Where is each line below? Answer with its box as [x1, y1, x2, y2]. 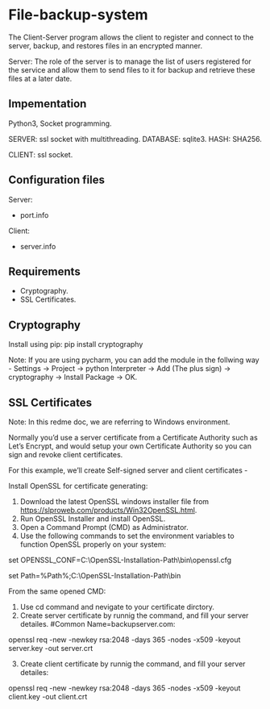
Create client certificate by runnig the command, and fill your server [19, 659, 246, 669]
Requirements [8, 265, 81, 278]
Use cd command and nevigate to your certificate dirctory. [19, 603, 215, 611]
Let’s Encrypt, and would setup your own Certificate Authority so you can [8, 441, 252, 451]
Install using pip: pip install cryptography [8, 340, 143, 349]
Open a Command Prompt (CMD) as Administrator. [19, 523, 189, 532]
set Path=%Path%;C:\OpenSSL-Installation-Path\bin [8, 571, 181, 580]
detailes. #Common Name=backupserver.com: [19, 619, 176, 628]
